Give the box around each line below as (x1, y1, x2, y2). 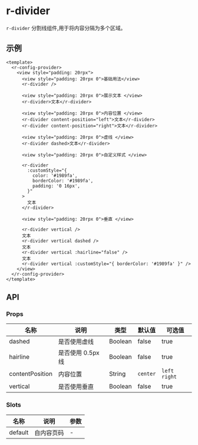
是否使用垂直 (58, 382, 94, 391)
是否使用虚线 (58, 338, 94, 346)
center (137, 371, 156, 377)
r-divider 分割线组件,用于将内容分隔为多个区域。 (6, 24, 126, 31)
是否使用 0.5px (58, 349, 100, 357)
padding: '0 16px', (32, 183, 81, 189)
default (9, 428, 29, 436)
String (108, 370, 126, 378)
